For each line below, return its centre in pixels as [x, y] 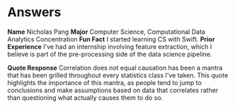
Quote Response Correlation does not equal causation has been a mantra [115, 68]
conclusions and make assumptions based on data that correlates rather [113, 90]
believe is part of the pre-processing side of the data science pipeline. [110, 54]
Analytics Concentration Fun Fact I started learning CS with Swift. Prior [111, 39]
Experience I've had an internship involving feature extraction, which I [110, 46]
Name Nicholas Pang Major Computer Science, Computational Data [106, 32]
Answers [34, 12]
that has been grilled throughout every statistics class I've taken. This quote [118, 75]
